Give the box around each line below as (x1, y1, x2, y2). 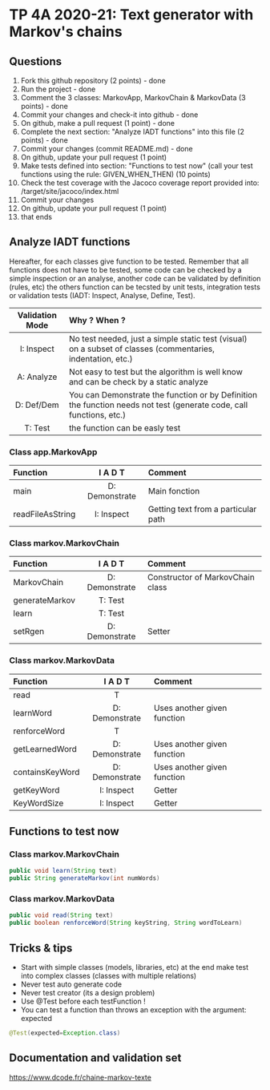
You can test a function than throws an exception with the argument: (20, 1005, 247, 1015)
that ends (20, 212, 53, 221)
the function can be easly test (68, 422, 181, 434)
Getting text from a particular (147, 503, 257, 515)
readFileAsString (13, 509, 76, 520)
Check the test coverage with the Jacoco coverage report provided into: (20, 178, 260, 188)
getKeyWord (13, 784, 60, 795)
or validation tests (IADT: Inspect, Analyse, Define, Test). (9, 290, 195, 300)
